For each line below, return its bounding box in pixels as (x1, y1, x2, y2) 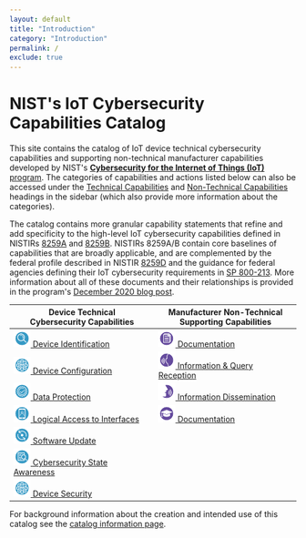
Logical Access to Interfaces (32, 413, 139, 424)
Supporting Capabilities (178, 316, 271, 327)
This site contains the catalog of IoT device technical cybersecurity (9, 143, 261, 154)
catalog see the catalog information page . (9, 518, 167, 529)
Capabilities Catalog (9, 113, 167, 134)
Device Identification (32, 338, 110, 350)
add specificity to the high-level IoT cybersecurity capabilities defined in (9, 228, 280, 239)
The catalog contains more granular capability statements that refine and (9, 218, 283, 229)
